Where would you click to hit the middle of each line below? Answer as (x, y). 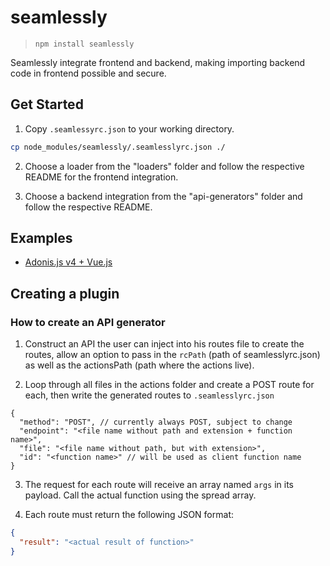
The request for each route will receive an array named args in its (159, 485)
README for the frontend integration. (101, 177)
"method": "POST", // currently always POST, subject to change (156, 422)
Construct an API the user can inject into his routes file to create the (164, 344)
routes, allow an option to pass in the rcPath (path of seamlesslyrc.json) (172, 355)
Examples (41, 238)
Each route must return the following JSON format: (129, 515)
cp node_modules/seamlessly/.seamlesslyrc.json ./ (118, 147)
